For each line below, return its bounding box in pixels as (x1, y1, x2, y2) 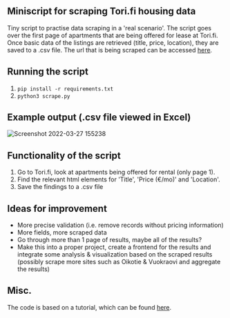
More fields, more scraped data (17, 228, 107, 237)
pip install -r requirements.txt (17, 86, 114, 92)
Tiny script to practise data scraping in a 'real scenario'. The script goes (7, 23, 212, 32)
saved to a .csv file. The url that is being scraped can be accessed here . (7, 46, 213, 54)
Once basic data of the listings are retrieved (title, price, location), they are (7, 38, 219, 47)
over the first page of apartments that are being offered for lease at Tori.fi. (7, 31, 218, 39)
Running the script (7, 66, 88, 78)
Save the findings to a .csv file (17, 183, 104, 191)
